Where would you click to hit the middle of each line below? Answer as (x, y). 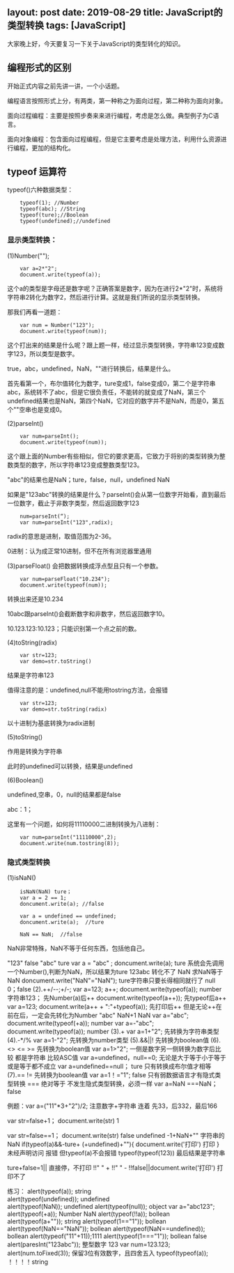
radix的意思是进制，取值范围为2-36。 (61, 536)
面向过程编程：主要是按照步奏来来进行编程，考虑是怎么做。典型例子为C (110, 115)
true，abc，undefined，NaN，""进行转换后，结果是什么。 (91, 369)
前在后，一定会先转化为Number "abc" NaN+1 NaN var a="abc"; (98, 1015)
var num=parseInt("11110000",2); (68, 837)
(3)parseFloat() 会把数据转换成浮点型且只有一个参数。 (85, 566)
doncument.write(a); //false (62, 904)
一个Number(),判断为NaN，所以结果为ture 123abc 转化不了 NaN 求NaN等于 (115, 972)
